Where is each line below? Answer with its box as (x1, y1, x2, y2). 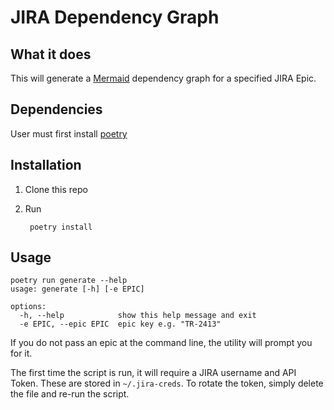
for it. (10, 347, 33, 360)
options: (10, 302, 47, 312)
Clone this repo (24, 183, 88, 195)
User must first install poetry (10, 127, 128, 140)
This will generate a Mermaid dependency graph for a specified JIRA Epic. (10, 72, 317, 84)
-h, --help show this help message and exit (19, 311, 257, 321)
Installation (10, 157, 82, 174)
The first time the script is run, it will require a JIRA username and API (10, 367, 297, 379)
